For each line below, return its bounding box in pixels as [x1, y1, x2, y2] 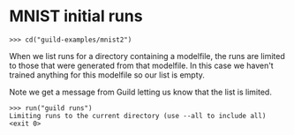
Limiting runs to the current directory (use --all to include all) [9, 111, 267, 120]
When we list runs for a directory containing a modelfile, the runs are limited [9, 50, 285, 61]
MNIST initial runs [9, 6, 143, 26]
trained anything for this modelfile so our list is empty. [9, 69, 206, 80]
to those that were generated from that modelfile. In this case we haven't [9, 60, 274, 71]
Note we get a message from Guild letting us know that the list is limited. [9, 86, 272, 97]
